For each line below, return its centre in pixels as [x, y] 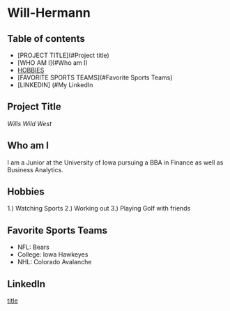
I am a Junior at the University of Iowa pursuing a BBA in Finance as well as [115, 162]
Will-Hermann [49, 13]
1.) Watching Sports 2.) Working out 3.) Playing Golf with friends [99, 208]
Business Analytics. [36, 169]
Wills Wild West [30, 123]
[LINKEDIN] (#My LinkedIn [55, 85]
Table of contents [46, 39]
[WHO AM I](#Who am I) [53, 63]
